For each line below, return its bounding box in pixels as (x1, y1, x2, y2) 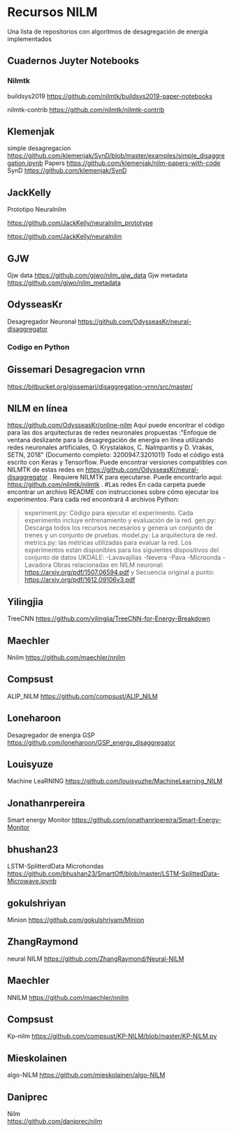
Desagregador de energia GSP (7, 731, 96, 739)
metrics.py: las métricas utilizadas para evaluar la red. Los (24, 539, 192, 547)
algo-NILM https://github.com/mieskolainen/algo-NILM (7, 1071, 166, 1080)
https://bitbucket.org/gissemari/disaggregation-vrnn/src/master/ (7, 382, 193, 391)
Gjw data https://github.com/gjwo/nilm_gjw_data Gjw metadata (7, 271, 189, 280)
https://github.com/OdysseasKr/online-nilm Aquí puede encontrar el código (7, 421, 225, 430)
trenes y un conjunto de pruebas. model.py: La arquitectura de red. (24, 531, 218, 539)
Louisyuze (7, 759, 54, 771)
